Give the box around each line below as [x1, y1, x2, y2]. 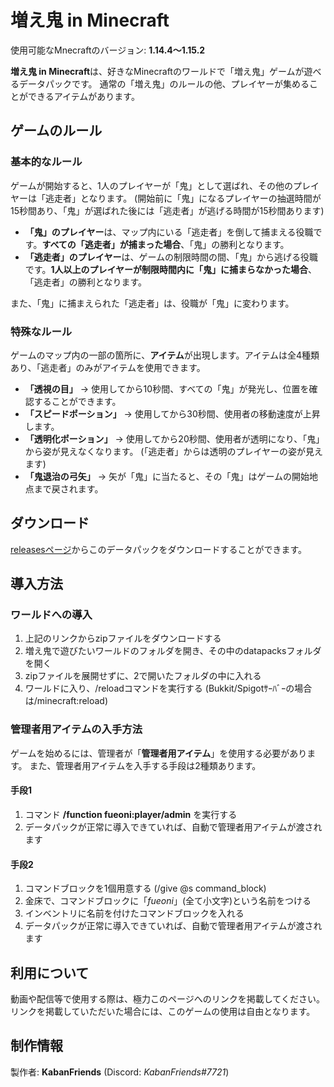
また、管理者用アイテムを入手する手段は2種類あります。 [29, 759, 262, 771]
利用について [10, 964, 90, 981]
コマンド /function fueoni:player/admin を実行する [24, 808, 238, 820]
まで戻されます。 [33, 482, 104, 495]
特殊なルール [10, 324, 73, 338]
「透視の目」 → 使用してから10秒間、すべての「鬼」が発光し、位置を [24, 382, 310, 395]
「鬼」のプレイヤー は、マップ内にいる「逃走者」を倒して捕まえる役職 [24, 226, 314, 238]
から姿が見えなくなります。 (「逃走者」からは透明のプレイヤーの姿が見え [24, 445, 324, 457]
